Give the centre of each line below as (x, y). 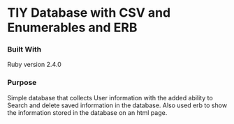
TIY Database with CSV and (89, 13)
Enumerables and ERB (72, 28)
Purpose (22, 83)
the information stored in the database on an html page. (87, 112)
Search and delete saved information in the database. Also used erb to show (117, 105)
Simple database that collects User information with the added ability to (110, 98)
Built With (24, 49)
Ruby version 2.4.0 (34, 65)
